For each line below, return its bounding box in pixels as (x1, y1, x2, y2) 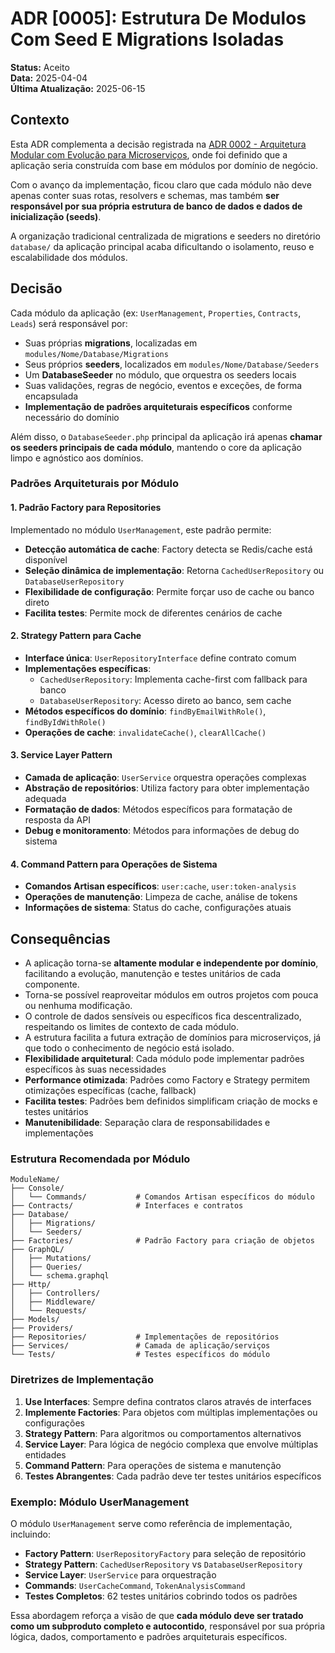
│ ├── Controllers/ (10, 1288, 101, 1299)
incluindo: (10, 1528, 51, 1540)
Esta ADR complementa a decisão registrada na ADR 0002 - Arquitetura (10, 138, 307, 150)
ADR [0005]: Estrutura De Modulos (10, 7, 307, 30)
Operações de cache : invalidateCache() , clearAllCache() (24, 726, 267, 738)
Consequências (10, 930, 111, 947)
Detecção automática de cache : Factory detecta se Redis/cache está (24, 543, 313, 555)
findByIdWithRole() (24, 717, 107, 727)
